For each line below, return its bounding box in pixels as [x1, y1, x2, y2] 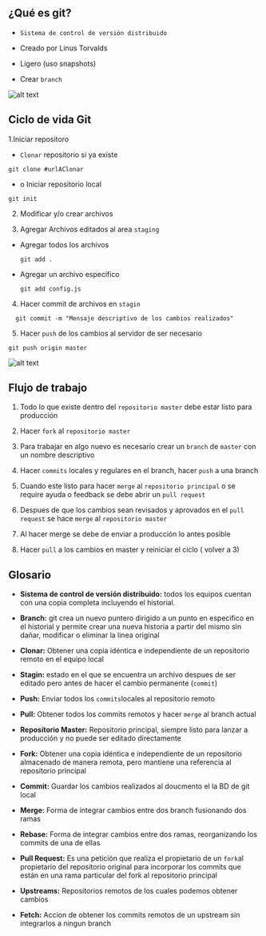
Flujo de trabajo [8, 381, 88, 395]
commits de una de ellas [19, 838, 101, 848]
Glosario [8, 568, 52, 581]
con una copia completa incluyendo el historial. [19, 598, 176, 608]
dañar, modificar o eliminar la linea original [19, 630, 160, 640]
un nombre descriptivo [19, 450, 95, 460]
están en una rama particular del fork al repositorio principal [19, 870, 218, 880]
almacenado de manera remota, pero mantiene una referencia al [19, 757, 232, 767]
